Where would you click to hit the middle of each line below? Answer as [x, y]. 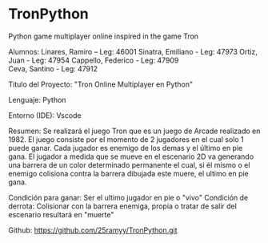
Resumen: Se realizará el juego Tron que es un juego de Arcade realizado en [134, 131]
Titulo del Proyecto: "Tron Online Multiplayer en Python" [101, 84]
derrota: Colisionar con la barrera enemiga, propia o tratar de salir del [123, 206]
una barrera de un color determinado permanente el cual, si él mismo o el [129, 164]
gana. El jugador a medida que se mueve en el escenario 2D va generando [131, 156]
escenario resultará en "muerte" [61, 214]
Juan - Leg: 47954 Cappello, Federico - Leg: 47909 [94, 60]
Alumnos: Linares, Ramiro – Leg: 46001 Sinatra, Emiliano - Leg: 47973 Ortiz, [133, 51]
